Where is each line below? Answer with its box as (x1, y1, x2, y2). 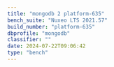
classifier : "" (7, 36, 52, 43)
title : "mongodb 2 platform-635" (7, 10, 105, 17)
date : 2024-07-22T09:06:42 (7, 43, 86, 50)
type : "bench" (7, 50, 49, 57)
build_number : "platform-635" (7, 23, 96, 30)
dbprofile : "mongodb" (7, 29, 71, 37)
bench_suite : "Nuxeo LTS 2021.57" (7, 17, 108, 24)
